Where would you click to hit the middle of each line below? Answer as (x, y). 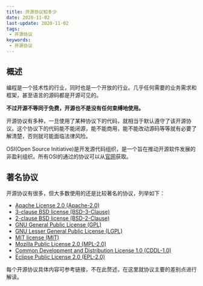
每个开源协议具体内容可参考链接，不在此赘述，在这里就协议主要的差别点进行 (101, 269)
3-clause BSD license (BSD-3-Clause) (62, 211)
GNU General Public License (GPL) (58, 224)
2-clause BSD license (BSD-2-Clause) (62, 218)
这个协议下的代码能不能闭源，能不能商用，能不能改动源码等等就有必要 (104, 128)
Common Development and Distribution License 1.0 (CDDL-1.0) (93, 250)
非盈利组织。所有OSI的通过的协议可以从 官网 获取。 (69, 156)
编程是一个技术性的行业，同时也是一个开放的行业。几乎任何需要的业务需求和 (101, 87)
